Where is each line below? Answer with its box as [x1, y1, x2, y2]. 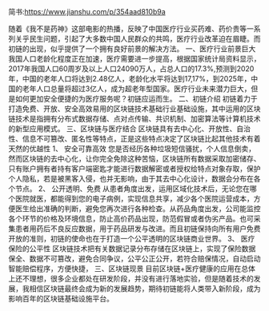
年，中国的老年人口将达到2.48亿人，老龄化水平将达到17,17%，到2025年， [8, 74, 251, 83]
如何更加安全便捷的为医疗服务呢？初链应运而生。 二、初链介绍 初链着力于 [14, 94, 258, 103]
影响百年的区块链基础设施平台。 [8, 294, 114, 303]
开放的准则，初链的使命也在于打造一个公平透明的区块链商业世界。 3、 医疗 [8, 234, 255, 243]
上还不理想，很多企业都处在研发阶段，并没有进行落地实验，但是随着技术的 [8, 274, 254, 283]
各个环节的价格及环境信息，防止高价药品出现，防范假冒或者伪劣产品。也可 [8, 214, 254, 223]
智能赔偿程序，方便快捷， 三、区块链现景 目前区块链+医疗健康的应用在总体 [8, 264, 256, 273]
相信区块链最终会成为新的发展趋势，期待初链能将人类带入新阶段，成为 [29, 284, 261, 293]
